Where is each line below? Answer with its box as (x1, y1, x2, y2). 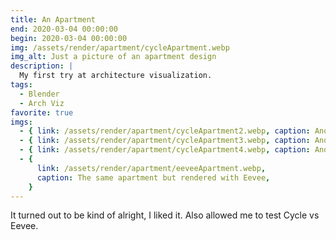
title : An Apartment (10, 14, 97, 25)
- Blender (19, 89, 60, 99)
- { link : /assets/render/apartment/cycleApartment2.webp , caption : (19, 126, 311, 136)
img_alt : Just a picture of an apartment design (10, 52, 217, 62)
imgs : (10, 117, 33, 127)
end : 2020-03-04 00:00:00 (10, 24, 118, 34)
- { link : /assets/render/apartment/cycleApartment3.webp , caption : (19, 136, 311, 146)
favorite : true (10, 107, 74, 118)
